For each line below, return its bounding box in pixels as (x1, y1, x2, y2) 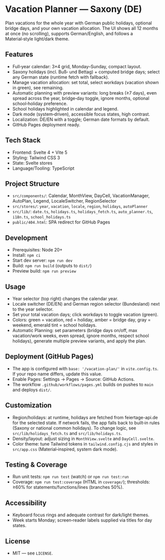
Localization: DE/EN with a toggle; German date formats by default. (12, 116, 150, 122)
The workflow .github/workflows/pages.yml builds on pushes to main (12, 381, 154, 387)
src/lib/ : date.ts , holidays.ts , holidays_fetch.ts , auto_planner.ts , (12, 209, 153, 215)
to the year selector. (12, 306, 54, 312)
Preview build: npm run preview (12, 268, 76, 274)
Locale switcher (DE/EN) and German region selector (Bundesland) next (12, 301, 160, 307)
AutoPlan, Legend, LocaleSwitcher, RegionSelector (12, 198, 117, 204)
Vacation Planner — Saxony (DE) (5, 3, 143, 15)
